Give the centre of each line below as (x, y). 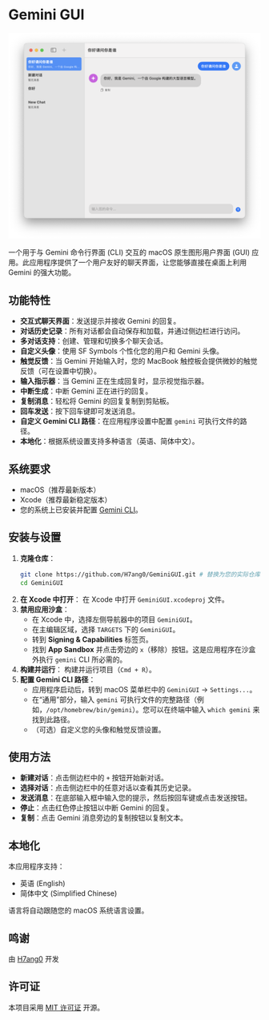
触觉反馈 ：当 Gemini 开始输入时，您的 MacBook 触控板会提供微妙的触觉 (139, 361)
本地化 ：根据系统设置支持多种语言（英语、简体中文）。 (109, 441)
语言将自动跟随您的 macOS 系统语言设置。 (78, 910)
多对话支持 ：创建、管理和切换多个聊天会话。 (94, 341)
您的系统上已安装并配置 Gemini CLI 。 (81, 510)
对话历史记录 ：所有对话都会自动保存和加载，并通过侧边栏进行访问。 (132, 331)
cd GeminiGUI (42, 583)
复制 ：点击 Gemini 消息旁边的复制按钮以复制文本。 (104, 818)
